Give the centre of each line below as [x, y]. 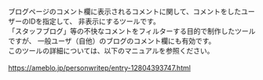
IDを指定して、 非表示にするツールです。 [95, 21]
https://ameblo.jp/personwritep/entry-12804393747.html [99, 68]
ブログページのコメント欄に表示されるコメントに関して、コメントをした [125, 11]
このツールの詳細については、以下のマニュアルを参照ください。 [111, 51]
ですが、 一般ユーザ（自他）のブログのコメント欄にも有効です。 [112, 41]
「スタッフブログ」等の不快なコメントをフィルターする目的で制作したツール [132, 31]
